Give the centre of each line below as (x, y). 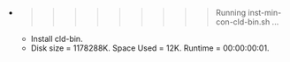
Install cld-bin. (57, 39)
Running (231, 13)
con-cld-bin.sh (243, 22)
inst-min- (264, 13)
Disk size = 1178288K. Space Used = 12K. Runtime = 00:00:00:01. (150, 48)
